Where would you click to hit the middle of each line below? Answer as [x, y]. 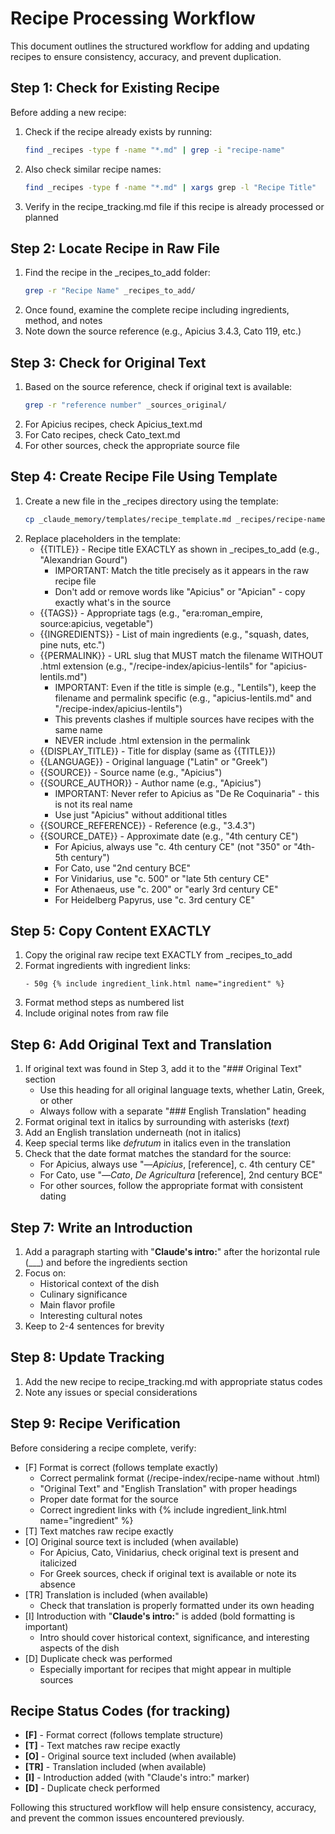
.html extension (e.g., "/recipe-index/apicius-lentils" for [153, 666]
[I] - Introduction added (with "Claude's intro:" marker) [137, 1778]
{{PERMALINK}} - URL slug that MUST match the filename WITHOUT [181, 655]
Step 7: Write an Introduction [101, 1227]
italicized [58, 1563]
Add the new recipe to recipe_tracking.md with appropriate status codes [173, 1381]
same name [78, 729]
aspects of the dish [79, 1648]
